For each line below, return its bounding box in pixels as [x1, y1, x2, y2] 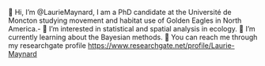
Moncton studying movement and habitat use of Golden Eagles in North [8, 16, 242, 25]
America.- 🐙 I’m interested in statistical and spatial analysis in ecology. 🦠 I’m [8, 24, 256, 33]
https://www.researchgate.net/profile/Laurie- [88, 41, 235, 50]
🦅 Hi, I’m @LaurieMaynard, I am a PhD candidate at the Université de [8, 8, 232, 16]
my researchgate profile [8, 41, 87, 50]
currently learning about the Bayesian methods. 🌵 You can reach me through [8, 32, 258, 42]
